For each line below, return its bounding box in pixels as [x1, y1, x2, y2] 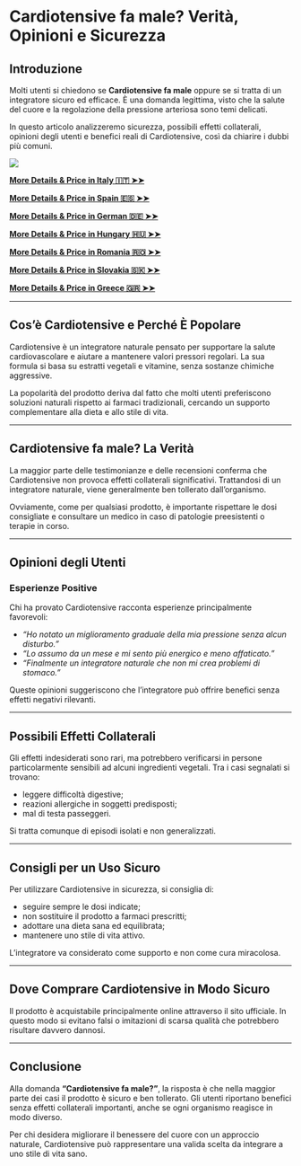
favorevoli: [9, 612, 48, 623]
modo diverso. [9, 1111, 63, 1122]
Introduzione [9, 61, 83, 76]
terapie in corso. [9, 520, 70, 531]
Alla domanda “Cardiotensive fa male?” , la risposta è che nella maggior [9, 1082, 276, 1093]
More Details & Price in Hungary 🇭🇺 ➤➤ [9, 229, 161, 239]
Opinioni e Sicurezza [9, 25, 166, 46]
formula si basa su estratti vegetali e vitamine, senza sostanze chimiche [9, 360, 275, 371]
